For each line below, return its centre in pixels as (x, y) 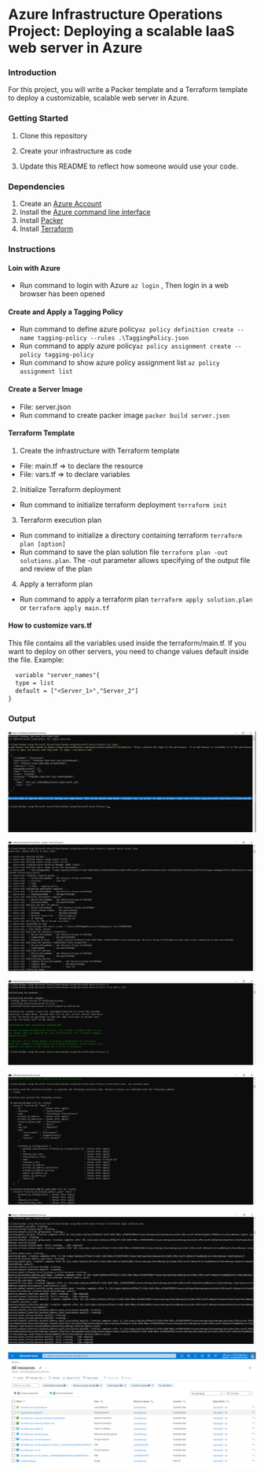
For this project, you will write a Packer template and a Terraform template (128, 90)
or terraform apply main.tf (64, 607)
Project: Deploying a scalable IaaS (121, 31)
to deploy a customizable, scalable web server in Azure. (99, 98)
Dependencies (37, 187)
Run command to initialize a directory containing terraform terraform (130, 535)
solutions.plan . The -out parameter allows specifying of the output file (135, 560)
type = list (35, 683)
